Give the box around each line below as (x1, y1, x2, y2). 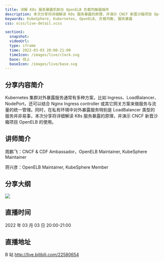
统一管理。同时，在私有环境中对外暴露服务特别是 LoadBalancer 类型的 (13, 107, 155, 113)
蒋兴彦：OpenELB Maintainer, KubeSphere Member (5, 164, 109, 170)
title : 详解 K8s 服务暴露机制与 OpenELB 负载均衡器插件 (5, 7, 109, 12)
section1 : (5, 30, 25, 35)
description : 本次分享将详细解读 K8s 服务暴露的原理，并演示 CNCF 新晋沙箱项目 (5, 12, 152, 17)
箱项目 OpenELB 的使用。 (5, 119, 57, 125)
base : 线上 (9, 57, 30, 62)
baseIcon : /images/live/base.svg (9, 62, 78, 66)
